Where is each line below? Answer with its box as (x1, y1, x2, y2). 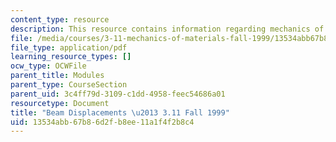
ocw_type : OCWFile (10, 61, 87, 71)
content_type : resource (10, 14, 110, 25)
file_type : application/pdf (10, 42, 128, 53)
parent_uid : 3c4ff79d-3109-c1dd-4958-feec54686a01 (10, 89, 226, 99)
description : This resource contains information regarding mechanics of (10, 24, 325, 34)
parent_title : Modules (10, 71, 105, 81)
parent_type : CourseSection (10, 80, 128, 90)
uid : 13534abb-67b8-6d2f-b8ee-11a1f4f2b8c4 (10, 117, 195, 127)
